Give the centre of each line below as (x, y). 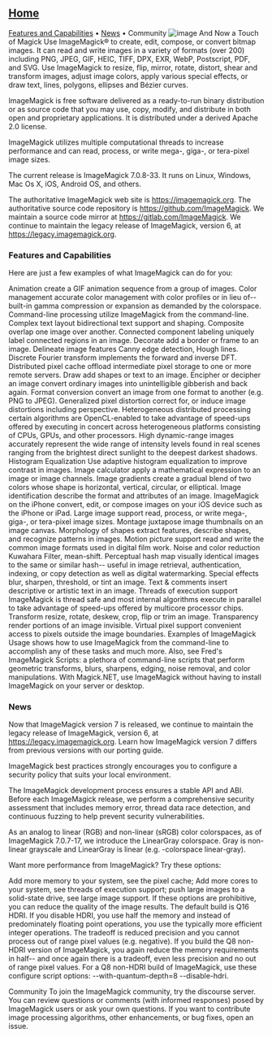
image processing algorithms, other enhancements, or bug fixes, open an (131, 1017)
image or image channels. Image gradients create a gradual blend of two (130, 479)
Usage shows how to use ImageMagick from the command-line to (119, 643)
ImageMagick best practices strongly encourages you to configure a (123, 766)
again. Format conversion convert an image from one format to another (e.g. (136, 393)
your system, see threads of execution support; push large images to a (127, 890)
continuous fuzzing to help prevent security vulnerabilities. (107, 817)
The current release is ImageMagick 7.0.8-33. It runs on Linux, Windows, (130, 175)
